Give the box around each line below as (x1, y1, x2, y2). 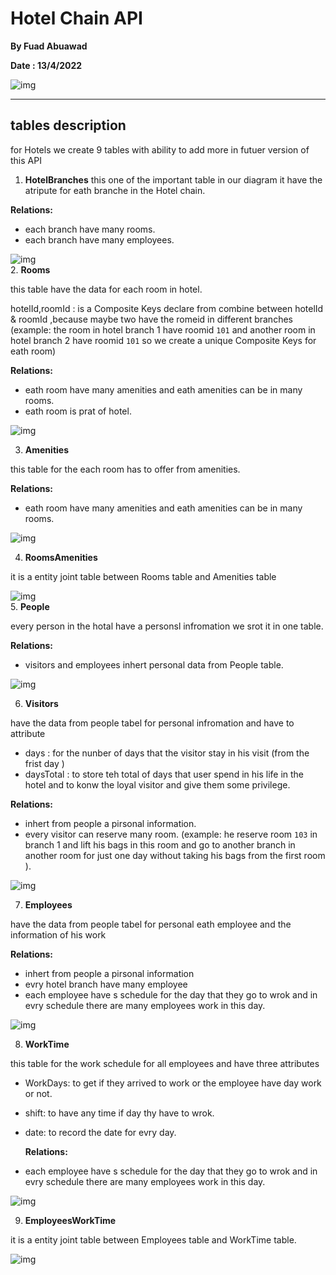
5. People (10, 600, 50, 612)
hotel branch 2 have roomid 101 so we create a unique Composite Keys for (10, 334, 317, 346)
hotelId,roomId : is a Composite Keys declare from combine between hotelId (10, 302, 324, 314)
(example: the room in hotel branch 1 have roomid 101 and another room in (10, 323, 316, 336)
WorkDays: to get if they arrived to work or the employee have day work (24, 1077, 322, 1089)
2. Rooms (10, 263, 51, 276)
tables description (10, 117, 127, 134)
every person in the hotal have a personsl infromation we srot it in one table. (10, 620, 324, 632)
